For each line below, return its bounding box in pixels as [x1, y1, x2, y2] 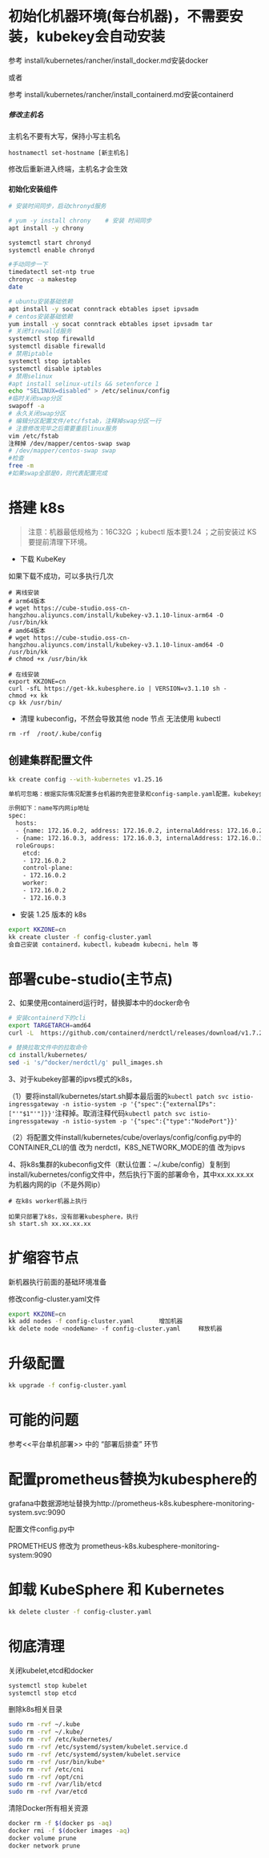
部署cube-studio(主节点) [8, 970, 174, 988]
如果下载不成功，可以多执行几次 [8, 571, 114, 581]
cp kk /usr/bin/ [8, 698, 62, 707]
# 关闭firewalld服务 [8, 327, 72, 336]
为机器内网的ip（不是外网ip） [8, 1179, 105, 1189]
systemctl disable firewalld [8, 342, 106, 350]
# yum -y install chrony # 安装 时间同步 [8, 216, 152, 225]
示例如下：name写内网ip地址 [8, 804, 90, 812]
